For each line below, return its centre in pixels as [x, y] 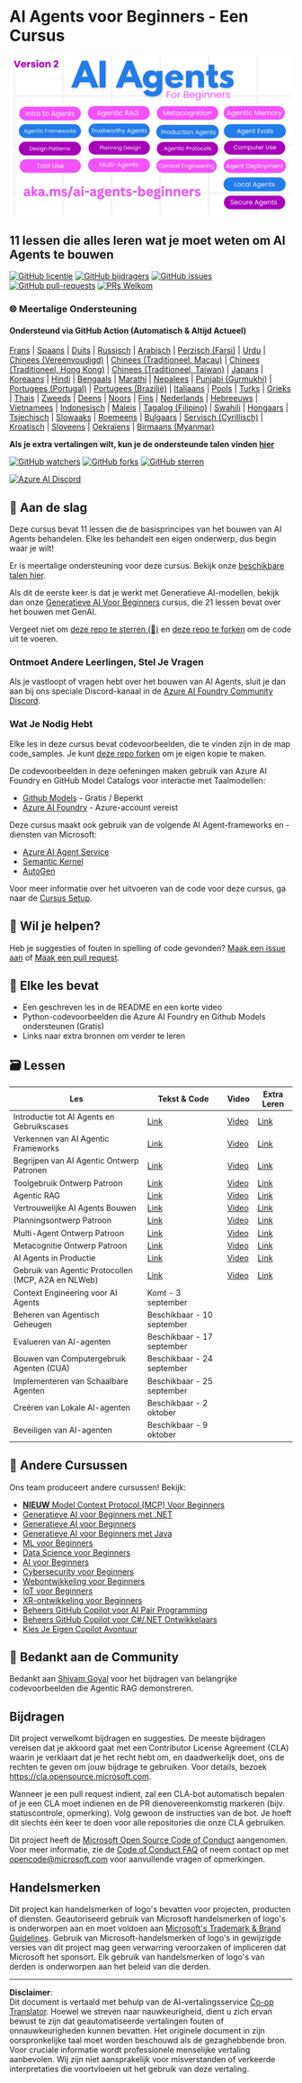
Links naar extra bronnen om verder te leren [104, 1036]
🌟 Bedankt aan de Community [94, 1657]
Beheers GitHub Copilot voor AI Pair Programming [115, 1610]
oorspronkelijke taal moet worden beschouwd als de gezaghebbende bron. [148, 2040]
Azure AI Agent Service [66, 851]
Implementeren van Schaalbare [71, 1381]
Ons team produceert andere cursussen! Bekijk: [98, 1487]
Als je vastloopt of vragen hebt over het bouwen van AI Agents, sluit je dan [147, 682]
